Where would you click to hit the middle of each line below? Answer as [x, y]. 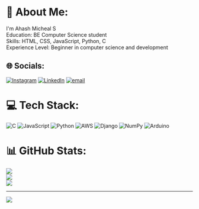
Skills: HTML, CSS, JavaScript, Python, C [56, 41]
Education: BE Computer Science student [57, 34]
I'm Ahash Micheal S [31, 28]
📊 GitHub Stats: [46, 151]
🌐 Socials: [25, 66]
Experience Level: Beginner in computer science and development [87, 47]
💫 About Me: [37, 12]
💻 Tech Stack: [43, 105]
